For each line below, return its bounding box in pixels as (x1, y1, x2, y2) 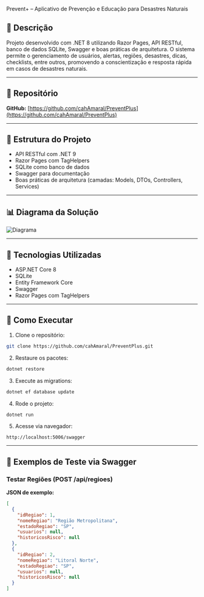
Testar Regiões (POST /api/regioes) (6, 475, 114, 484)
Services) (15, 183, 39, 190)
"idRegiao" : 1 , (17, 512, 56, 518)
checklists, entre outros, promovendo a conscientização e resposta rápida (6, 58, 192, 66)
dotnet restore (6, 366, 45, 372)
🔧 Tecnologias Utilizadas (6, 249, 101, 260)
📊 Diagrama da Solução (6, 207, 99, 217)
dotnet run (6, 412, 34, 418)
